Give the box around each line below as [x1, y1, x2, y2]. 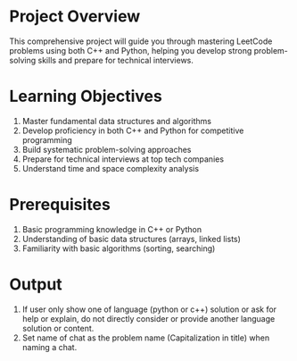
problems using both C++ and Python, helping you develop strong [9, 45, 252, 55]
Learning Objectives [9, 87, 162, 106]
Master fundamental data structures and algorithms [21, 115, 212, 126]
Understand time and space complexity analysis [21, 163, 199, 173]
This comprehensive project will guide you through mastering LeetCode [9, 36, 273, 46]
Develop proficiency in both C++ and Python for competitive [21, 125, 244, 136]
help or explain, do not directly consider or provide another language [21, 313, 276, 323]
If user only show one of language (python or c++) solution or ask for [21, 304, 277, 315]
